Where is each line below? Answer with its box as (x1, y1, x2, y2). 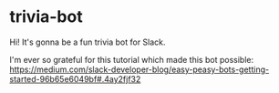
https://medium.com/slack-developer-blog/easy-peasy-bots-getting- (9, 64, 270, 75)
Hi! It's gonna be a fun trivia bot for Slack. (9, 36, 166, 47)
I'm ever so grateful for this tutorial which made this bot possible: (9, 54, 253, 65)
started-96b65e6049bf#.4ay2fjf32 (9, 73, 141, 84)
